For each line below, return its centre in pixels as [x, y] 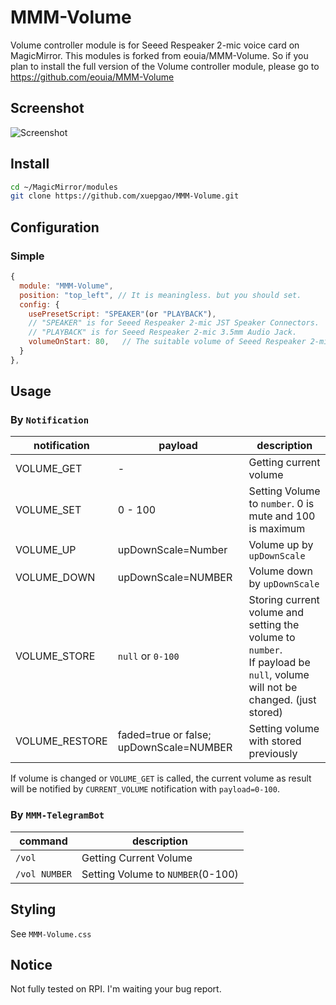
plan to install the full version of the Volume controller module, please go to [165, 66]
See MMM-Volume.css [51, 933]
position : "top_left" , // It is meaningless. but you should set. [160, 295]
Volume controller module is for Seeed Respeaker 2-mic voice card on [155, 45]
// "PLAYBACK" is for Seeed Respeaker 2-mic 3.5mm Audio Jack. [163, 332]
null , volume [279, 675]
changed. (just [282, 700]
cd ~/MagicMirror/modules [64, 187]
